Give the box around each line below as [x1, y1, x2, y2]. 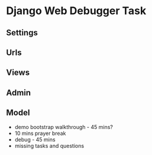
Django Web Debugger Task [6, 4, 147, 18]
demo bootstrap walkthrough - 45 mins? [14, 123, 114, 130]
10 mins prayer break [14, 130, 66, 137]
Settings [6, 28, 38, 38]
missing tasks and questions [14, 142, 85, 149]
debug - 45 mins [14, 136, 56, 143]
